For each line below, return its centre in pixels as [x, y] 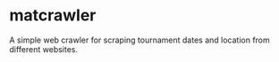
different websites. [44, 49]
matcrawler [53, 15]
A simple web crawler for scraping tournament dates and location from [139, 40]
